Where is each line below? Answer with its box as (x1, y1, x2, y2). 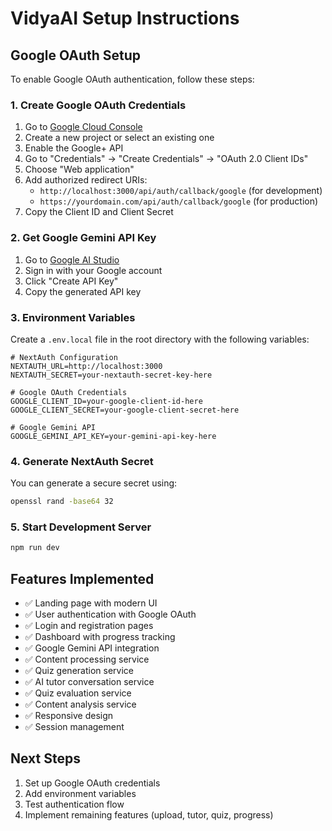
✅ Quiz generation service (24, 665, 134, 677)
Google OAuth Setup (10, 47, 142, 64)
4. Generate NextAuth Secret (10, 454, 154, 468)
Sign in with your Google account (24, 264, 163, 276)
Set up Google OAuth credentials (24, 777, 161, 789)
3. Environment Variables (10, 310, 136, 324)
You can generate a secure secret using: (10, 477, 178, 489)
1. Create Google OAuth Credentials (10, 98, 187, 112)
